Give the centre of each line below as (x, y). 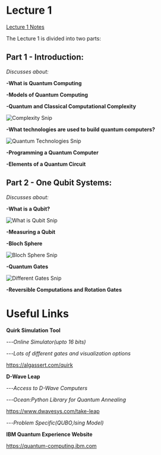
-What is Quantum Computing (44, 83)
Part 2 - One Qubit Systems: (59, 183)
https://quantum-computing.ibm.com (51, 445)
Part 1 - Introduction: (45, 57)
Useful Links (38, 313)
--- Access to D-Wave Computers (47, 388)
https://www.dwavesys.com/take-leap (53, 411)
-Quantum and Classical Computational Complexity (71, 106)
